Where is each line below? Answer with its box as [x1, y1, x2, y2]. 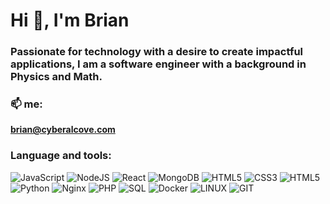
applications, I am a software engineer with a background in [10, 57, 307, 71]
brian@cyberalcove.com [10, 124, 116, 136]
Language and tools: [10, 149, 112, 163]
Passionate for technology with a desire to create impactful [10, 45, 304, 59]
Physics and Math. [10, 70, 103, 84]
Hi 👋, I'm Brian [10, 9, 130, 32]
